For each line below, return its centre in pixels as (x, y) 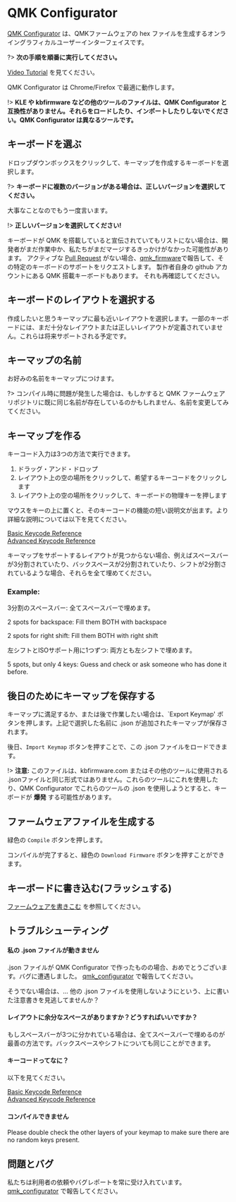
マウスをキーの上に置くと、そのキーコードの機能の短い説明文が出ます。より (118, 510)
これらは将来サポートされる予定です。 (75, 336)
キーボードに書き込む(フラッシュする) (89, 888)
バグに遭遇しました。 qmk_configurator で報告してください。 (108, 976)
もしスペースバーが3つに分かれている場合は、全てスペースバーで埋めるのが (116, 1034)
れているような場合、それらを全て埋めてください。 (81, 573)
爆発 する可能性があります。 (74, 797)
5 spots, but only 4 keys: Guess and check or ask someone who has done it (117, 664)
